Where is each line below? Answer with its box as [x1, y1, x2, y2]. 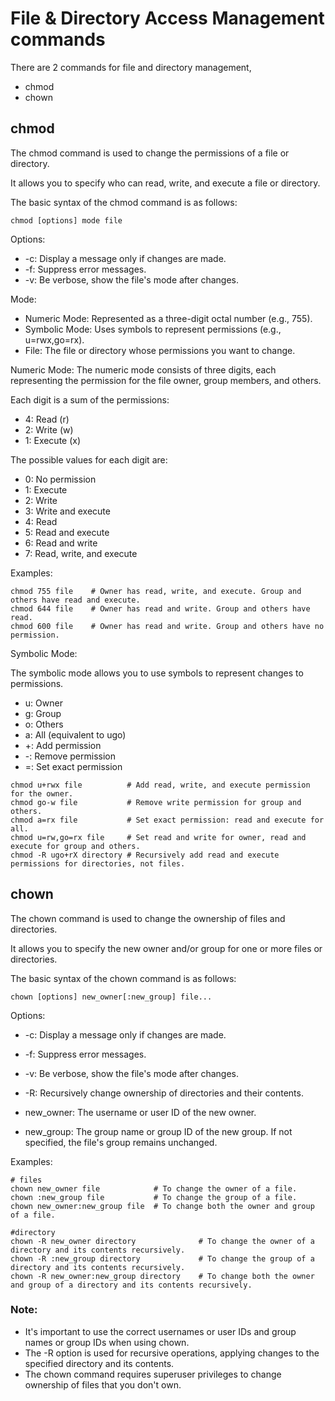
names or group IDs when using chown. [24, 1336, 190, 1348]
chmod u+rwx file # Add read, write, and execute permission [10, 780, 311, 790]
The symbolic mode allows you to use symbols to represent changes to [10, 667, 304, 679]
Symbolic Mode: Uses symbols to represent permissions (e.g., [24, 323, 282, 335]
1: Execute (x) [24, 434, 82, 446]
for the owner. [10, 788, 74, 799]
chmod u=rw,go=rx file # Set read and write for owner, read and [10, 832, 307, 842]
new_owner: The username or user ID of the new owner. [24, 1106, 257, 1118]
